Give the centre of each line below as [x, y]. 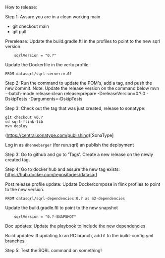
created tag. [18, 160]
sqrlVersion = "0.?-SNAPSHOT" [45, 217]
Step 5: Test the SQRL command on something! [54, 250]
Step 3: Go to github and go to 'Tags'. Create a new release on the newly [79, 155]
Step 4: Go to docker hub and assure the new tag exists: [62, 169]
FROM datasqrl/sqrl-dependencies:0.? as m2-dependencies [65, 199]
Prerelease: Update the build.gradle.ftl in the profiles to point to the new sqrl [83, 41]
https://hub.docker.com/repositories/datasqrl [51, 175]
